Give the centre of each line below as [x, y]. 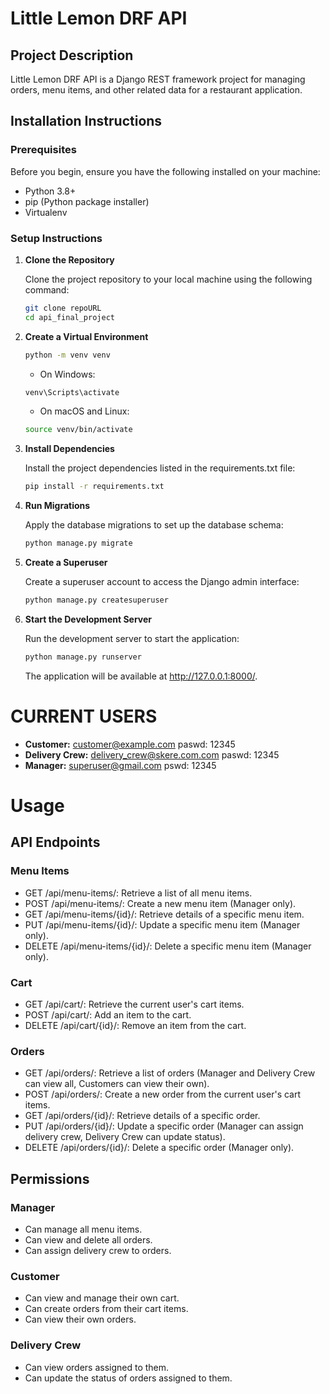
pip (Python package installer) [87, 201]
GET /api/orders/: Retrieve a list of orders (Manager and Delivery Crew [170, 1073]
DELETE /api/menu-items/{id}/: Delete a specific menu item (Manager [168, 946]
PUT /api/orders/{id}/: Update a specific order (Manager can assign [164, 1126]
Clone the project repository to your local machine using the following [168, 279]
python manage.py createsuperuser [96, 600]
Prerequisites [43, 150]
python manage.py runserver [83, 657]
